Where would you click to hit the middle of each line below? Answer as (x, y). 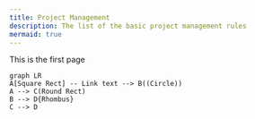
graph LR (26, 76)
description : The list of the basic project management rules (128, 26)
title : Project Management (60, 17)
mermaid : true (36, 34)
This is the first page (47, 60)
